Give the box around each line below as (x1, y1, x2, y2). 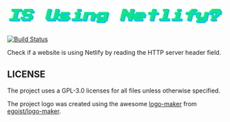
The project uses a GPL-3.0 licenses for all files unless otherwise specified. (7, 86, 220, 95)
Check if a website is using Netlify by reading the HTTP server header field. (7, 49, 222, 57)
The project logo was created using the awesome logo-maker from (7, 100, 198, 108)
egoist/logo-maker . (7, 107, 61, 115)
